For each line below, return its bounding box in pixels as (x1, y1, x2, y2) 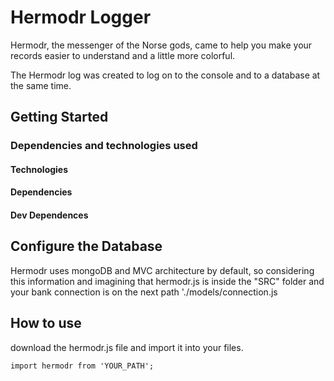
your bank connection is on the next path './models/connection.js (10, 286, 278, 298)
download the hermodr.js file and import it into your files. (10, 341, 244, 353)
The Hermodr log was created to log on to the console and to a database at (10, 69, 321, 81)
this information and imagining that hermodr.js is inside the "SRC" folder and (10, 275, 325, 287)
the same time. (10, 79, 72, 91)
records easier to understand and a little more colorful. (10, 49, 236, 61)
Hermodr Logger (10, 6, 152, 29)
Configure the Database (10, 238, 163, 255)
